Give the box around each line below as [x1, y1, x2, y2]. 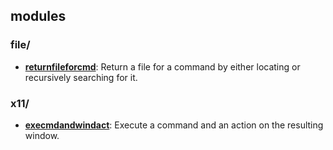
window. [24, 129, 60, 141]
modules [10, 8, 67, 25]
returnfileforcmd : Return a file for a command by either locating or [24, 60, 301, 73]
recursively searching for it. [24, 71, 138, 83]
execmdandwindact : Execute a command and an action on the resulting [24, 119, 324, 131]
